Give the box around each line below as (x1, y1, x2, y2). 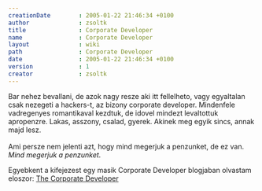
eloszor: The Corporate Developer (8, 174, 120, 183)
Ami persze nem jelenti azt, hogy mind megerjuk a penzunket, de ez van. (8, 141, 245, 151)
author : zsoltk (8, 19, 108, 27)
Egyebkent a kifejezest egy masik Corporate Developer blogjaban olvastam (8, 165, 252, 174)
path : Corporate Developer (8, 48, 153, 56)
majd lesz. (8, 125, 42, 134)
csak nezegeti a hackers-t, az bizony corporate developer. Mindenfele (8, 100, 236, 109)
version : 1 (8, 63, 90, 71)
